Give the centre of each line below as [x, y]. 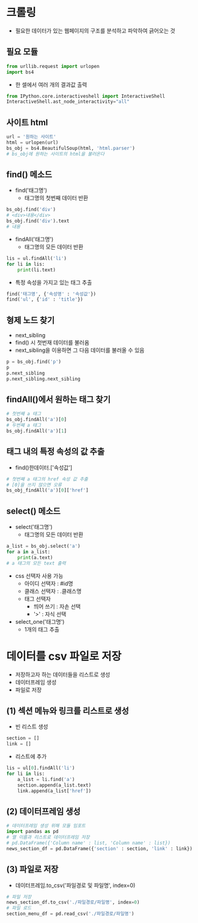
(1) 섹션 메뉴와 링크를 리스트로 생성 [68, 711]
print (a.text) [35, 558]
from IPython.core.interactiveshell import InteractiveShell [86, 96]
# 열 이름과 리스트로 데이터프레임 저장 [48, 837]
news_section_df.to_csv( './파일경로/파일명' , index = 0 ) [73, 902]
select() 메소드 [34, 511]
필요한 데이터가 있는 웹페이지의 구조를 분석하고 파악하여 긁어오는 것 [95, 31]
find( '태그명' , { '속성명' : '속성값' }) [51, 294]
